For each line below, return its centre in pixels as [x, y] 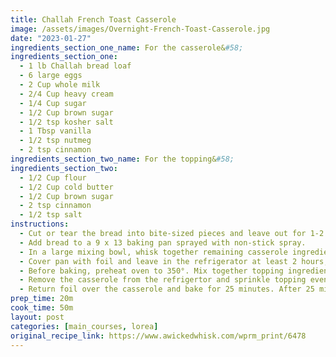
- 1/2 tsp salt [51, 215]
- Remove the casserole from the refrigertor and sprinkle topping [163, 280]
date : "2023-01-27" [51, 38]
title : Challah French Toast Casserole [93, 19]
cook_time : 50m [42, 308]
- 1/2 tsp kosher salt [66, 122]
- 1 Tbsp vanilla [55, 131]
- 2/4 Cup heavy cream [66, 94]
